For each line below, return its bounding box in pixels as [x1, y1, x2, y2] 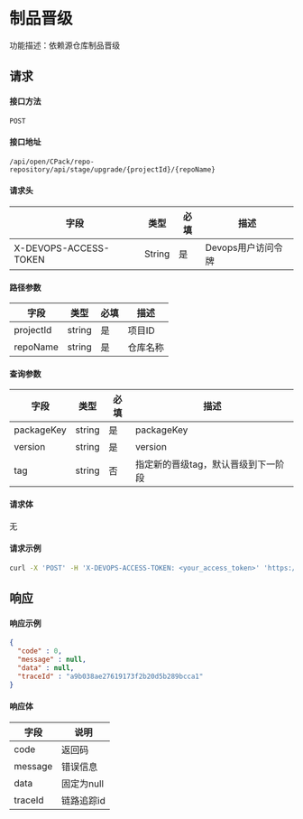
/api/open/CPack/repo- [9, 157, 95, 166]
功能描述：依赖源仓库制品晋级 [9, 40, 120, 51]
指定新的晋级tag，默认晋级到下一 [134, 458, 276, 470]
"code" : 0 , [17, 647, 63, 656]
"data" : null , [17, 663, 75, 673]
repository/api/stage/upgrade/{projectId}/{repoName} [9, 164, 216, 174]
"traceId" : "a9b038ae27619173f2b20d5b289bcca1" [17, 672, 204, 681]
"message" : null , [17, 655, 87, 664]
